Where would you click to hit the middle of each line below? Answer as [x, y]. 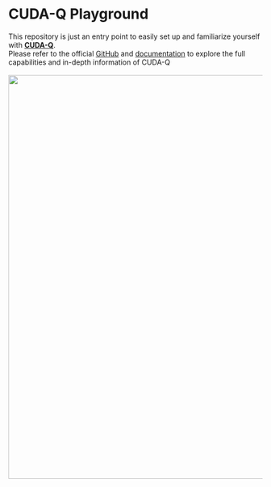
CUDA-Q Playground [79, 14]
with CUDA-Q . [32, 44]
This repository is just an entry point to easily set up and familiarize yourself [134, 36]
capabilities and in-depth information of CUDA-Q [90, 62]
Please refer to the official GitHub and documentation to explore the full [127, 53]
